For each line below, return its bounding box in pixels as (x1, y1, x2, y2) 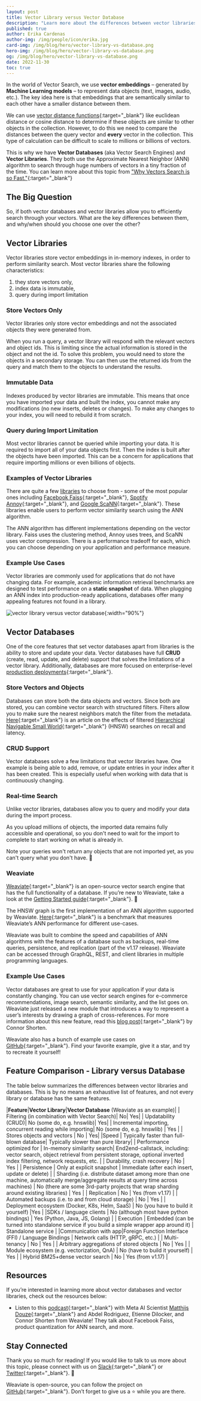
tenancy (6, 1240, 26, 1247)
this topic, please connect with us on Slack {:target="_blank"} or (6, 1363, 163, 1370)
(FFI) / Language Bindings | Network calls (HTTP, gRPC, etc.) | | (6, 1233, 163, 1241)
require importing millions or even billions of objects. (6, 459, 136, 466)
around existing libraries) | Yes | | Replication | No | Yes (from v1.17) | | (6, 1189, 178, 1196)
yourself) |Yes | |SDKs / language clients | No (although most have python (6, 1208, 188, 1215)
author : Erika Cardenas (6, 31, 66, 37)
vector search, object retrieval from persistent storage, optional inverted (6, 1151, 184, 1158)
